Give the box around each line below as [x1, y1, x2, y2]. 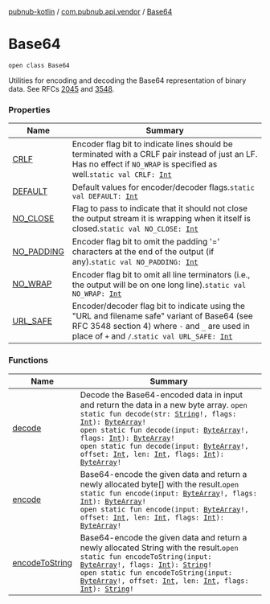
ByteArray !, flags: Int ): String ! [80, 560, 212, 569]
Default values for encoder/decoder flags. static [72, 182, 255, 193]
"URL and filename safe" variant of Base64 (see [72, 310, 253, 322]
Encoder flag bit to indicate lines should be [72, 138, 233, 150]
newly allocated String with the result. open [80, 542, 239, 553]
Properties [8, 104, 51, 115]
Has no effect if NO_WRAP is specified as [72, 158, 218, 170]
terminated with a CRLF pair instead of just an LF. [72, 149, 258, 160]
